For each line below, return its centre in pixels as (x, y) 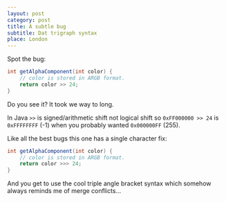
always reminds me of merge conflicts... (64, 191)
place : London (28, 39)
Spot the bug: (27, 59)
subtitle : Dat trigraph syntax (52, 33)
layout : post (26, 13)
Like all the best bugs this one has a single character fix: (87, 138)
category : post (29, 20)
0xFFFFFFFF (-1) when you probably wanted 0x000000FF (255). (94, 125)
